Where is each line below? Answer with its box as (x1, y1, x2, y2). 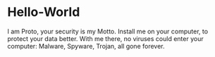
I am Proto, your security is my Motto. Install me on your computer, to (7, 27, 209, 35)
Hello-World (7, 4, 80, 20)
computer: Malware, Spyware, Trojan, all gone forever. (7, 42, 165, 50)
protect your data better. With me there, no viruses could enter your (7, 34, 204, 42)
